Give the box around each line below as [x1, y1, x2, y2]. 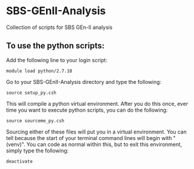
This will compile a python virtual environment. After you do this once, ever [6, 100, 189, 107]
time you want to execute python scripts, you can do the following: [6, 106, 168, 113]
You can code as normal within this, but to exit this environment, [26, 141, 182, 148]
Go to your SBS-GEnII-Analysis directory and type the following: [6, 78, 162, 85]
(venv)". [6, 141, 25, 148]
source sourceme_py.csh [6, 118, 65, 123]
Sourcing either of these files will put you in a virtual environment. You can [6, 128, 187, 135]
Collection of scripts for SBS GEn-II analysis [6, 24, 113, 31]
